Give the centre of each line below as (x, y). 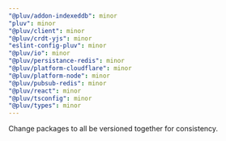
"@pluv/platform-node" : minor (60, 76)
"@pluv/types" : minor (45, 106)
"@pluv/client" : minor (47, 31)
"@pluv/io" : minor (39, 53)
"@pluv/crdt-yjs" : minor (50, 38)
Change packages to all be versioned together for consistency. (113, 129)
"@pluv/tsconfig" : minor (50, 98)
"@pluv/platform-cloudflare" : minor (70, 68)
